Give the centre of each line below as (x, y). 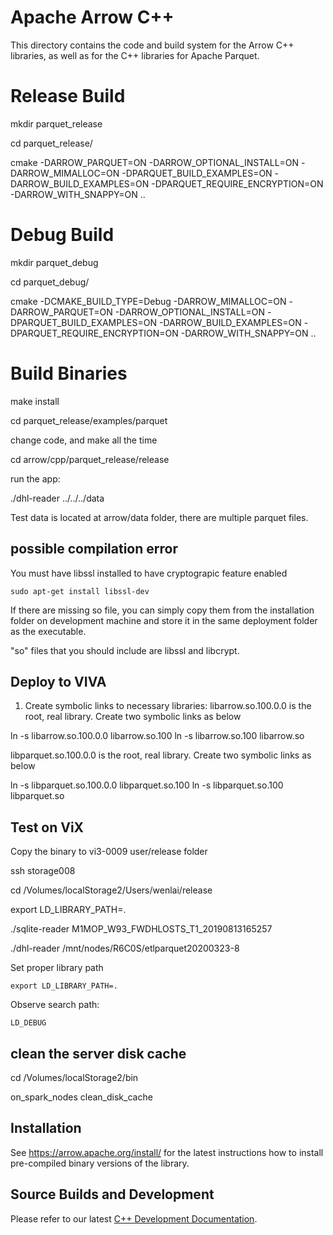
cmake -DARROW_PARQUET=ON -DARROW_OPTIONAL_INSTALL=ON (155, 162)
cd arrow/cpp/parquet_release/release (90, 459)
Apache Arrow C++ (92, 17)
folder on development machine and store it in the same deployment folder (164, 620)
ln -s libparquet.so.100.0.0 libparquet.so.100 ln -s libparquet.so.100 (147, 785)
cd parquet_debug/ (50, 282)
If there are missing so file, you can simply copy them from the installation (162, 610)
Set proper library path (57, 968)
